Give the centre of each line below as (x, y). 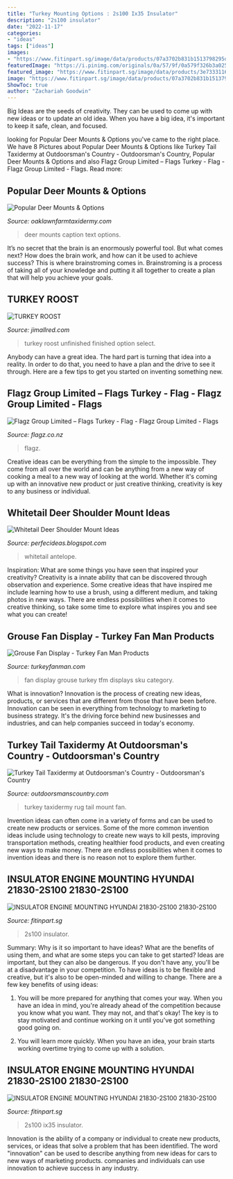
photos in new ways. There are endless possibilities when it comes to (106, 600)
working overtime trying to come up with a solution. (91, 1048)
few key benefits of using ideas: (53, 984)
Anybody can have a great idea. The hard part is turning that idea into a (109, 356)
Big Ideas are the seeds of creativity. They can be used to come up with (110, 111)
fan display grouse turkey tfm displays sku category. (99, 680)
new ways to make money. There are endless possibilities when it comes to (115, 850)
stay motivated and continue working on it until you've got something (116, 1020)
